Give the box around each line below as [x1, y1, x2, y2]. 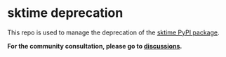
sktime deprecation [7, 5, 124, 21]
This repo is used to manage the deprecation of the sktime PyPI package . [7, 28, 220, 37]
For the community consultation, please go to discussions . [7, 42, 182, 50]
